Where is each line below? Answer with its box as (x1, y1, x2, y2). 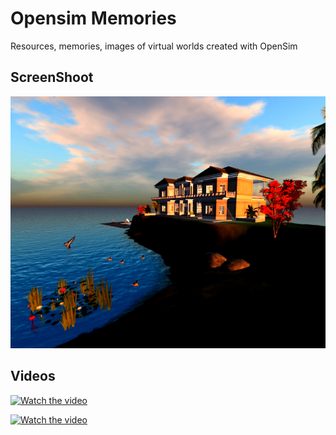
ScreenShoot (10, 69, 94, 86)
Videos (10, 368, 56, 385)
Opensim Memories (10, 7, 177, 30)
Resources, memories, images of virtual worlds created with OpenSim (10, 40, 298, 52)
